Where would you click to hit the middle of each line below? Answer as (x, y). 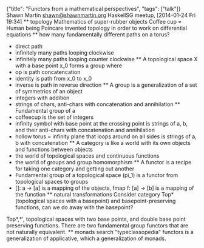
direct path (29, 46)
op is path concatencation (48, 72)
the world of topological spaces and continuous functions (87, 156)
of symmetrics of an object (49, 91)
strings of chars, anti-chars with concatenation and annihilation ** (97, 104)
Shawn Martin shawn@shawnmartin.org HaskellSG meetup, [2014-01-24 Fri (101, 15)
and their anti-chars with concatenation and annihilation (85, 130)
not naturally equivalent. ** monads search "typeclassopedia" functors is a (100, 232)
